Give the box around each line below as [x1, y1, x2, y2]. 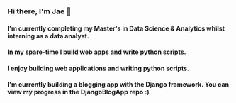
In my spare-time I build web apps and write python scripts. [7, 48, 186, 56]
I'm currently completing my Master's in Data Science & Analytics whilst [7, 24, 225, 33]
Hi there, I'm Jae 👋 [7, 6, 72, 16]
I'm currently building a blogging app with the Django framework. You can [7, 80, 229, 89]
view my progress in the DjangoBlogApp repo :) [7, 88, 150, 97]
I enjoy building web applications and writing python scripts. [7, 64, 190, 72]
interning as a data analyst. [7, 31, 90, 40]
